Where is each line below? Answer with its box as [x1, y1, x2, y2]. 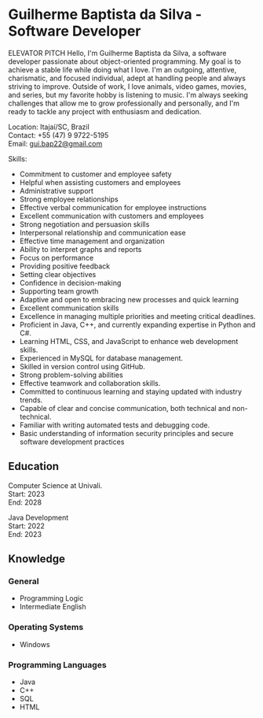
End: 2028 [8, 498, 42, 507]
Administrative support [19, 186, 94, 195]
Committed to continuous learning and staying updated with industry [19, 387, 242, 396]
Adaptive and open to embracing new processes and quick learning [19, 294, 239, 304]
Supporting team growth [19, 286, 99, 296]
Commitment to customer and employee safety [19, 169, 172, 179]
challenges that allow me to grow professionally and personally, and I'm [8, 98, 239, 108]
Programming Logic [19, 594, 84, 603]
